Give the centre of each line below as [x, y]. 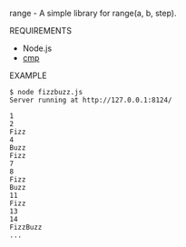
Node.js [37, 48]
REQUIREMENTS [41, 30]
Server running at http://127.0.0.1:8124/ [91, 100]
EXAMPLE [28, 75]
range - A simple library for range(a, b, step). [93, 13]
